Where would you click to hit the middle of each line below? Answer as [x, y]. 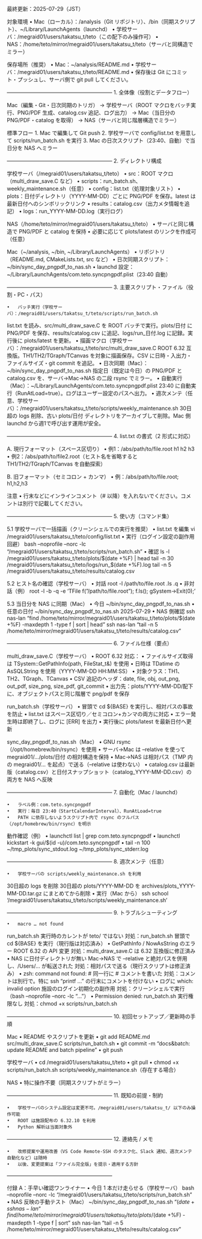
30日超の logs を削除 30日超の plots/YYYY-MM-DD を [74, 886]
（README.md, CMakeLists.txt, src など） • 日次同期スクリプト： [88, 259]
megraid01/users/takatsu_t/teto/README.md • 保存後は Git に [96, 72]
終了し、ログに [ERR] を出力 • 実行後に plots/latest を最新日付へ [107, 721]
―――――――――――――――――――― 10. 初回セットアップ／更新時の [99, 1016]
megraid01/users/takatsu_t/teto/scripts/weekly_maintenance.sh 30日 [107, 408]
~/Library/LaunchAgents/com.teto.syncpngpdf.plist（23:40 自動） [89, 274]
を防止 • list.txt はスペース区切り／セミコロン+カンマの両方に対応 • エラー [99, 714]
